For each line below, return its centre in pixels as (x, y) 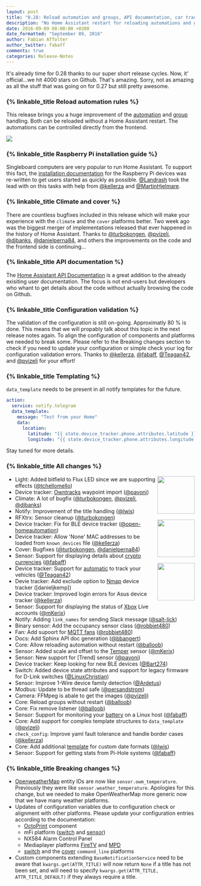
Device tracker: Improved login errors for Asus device (81, 594)
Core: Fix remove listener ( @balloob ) (60, 708)
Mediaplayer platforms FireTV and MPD (72, 845)
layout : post (22, 12)
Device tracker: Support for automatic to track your (78, 568)
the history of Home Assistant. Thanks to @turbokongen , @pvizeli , (88, 233)
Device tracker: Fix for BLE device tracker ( (68, 524)
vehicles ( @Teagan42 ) (43, 575)
